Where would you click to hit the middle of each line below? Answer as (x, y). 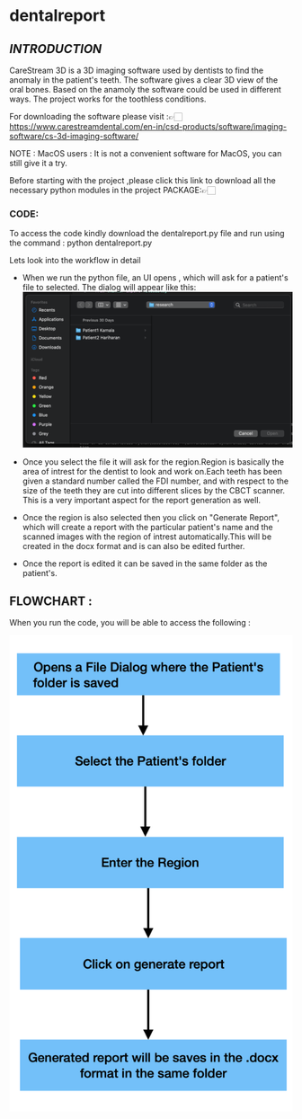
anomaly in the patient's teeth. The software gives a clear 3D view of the (144, 80)
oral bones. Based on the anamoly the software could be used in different (145, 89)
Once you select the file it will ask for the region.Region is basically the (153, 462)
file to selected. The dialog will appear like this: (109, 288)
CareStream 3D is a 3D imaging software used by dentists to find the (136, 70)
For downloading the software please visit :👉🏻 (96, 116)
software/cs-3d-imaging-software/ (74, 136)
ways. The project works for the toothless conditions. (108, 99)
